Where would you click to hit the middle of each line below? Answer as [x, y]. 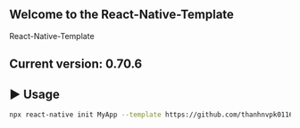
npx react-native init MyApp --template [86, 115]
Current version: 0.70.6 [76, 64]
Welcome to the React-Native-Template [122, 15]
